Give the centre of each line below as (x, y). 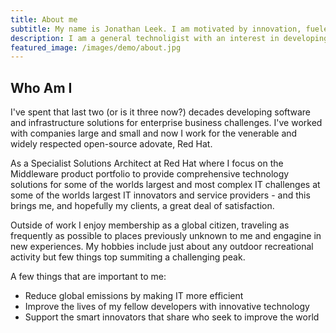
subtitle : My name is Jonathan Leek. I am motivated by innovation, (156, 29)
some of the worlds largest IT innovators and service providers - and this (160, 195)
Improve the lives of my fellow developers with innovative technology (167, 307)
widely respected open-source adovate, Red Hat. (111, 144)
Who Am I (41, 87)
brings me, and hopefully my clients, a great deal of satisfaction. (142, 206)
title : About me (44, 19)
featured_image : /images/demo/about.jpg (96, 47)
